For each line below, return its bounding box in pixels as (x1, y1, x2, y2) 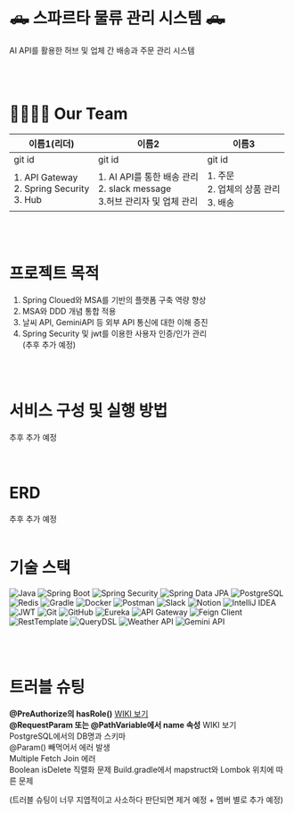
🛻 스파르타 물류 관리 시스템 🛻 (9, 8, 225, 29)
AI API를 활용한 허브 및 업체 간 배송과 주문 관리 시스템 (9, 45, 195, 55)
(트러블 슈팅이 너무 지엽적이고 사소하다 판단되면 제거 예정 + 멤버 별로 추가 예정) (9, 794, 283, 805)
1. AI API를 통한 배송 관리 (97, 171, 199, 183)
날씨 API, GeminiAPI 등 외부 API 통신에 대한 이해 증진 (21, 316, 208, 327)
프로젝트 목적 (9, 264, 100, 284)
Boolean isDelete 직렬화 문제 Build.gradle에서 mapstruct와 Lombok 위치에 (9, 764, 274, 775)
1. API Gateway (13, 171, 78, 183)
